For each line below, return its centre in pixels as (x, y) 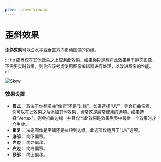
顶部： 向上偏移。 (30, 154)
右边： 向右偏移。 (30, 148)
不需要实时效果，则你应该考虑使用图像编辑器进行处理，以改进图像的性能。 (79, 66)
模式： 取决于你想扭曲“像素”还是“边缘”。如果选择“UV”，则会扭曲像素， (83, 106)
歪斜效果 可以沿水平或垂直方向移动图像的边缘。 (52, 50)
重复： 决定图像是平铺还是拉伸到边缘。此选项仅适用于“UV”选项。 (77, 130)
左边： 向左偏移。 (30, 142)
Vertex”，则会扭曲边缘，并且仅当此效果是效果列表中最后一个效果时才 (87, 118)
